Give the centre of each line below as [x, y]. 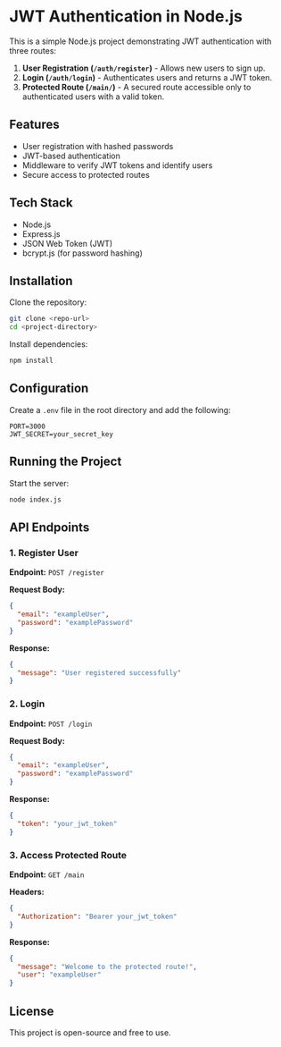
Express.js [41, 233]
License [32, 1011]
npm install [31, 361]
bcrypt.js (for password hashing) [82, 253]
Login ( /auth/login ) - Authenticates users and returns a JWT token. [147, 77]
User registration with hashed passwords [98, 146]
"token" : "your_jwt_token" [67, 823]
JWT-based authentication [71, 156]
